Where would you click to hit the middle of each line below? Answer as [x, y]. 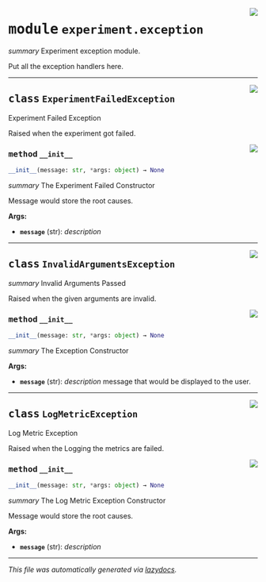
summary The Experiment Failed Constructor [82, 185]
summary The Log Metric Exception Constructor [87, 500]
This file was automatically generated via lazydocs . [93, 569]
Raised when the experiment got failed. [72, 133]
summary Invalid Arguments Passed [67, 283]
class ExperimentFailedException [92, 99]
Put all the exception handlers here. [66, 66]
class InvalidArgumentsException [92, 264]
